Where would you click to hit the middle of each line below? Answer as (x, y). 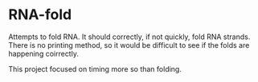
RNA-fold (40, 15)
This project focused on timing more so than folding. (95, 68)
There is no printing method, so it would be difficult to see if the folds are (129, 45)
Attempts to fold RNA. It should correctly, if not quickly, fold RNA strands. (129, 37)
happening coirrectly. (43, 53)
